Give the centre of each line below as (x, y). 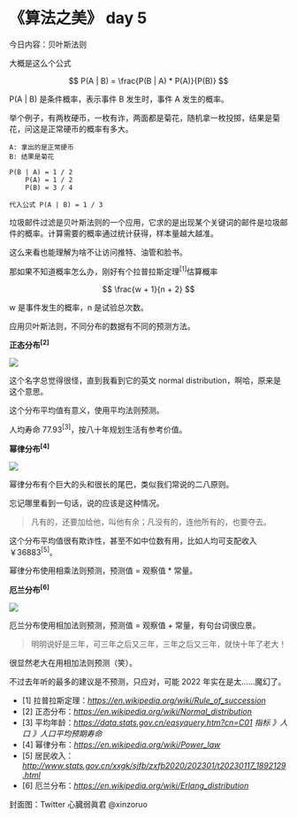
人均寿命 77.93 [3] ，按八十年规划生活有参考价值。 (98, 428)
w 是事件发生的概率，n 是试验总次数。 (79, 307)
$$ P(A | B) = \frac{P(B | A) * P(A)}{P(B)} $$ (148, 80)
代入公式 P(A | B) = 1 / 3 (56, 204)
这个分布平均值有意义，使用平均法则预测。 (87, 410)
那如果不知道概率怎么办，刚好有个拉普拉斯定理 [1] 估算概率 (114, 271)
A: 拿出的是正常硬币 (42, 147)
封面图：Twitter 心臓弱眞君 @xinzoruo (79, 804)
